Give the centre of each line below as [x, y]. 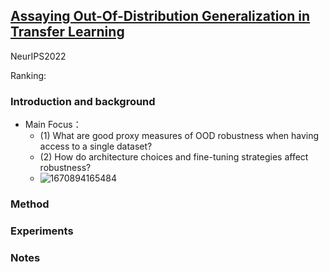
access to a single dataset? [96, 146]
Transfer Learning [67, 32]
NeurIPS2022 [38, 56]
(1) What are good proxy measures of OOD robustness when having [179, 136]
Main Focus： [53, 125]
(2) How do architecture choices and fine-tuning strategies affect [174, 157]
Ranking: [28, 75]
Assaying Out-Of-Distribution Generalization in [160, 16]
